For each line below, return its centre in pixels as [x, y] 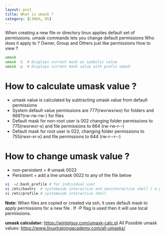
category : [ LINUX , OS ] [28, 19]
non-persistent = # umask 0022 [44, 170]
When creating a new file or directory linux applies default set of [70, 33]
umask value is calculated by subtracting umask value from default [80, 100]
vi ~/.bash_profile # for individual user [50, 184]
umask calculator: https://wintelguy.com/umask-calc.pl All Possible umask [81, 223]
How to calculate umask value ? [71, 86]
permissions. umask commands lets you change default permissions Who [80, 38]
